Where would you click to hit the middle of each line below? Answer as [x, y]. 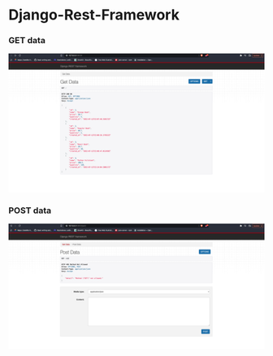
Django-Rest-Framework [94, 15]
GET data [27, 41]
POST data [30, 211]
